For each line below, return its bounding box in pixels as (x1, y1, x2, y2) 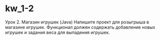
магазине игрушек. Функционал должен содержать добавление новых (5, 24, 156, 30)
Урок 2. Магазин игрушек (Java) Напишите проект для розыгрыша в (5, 19, 149, 25)
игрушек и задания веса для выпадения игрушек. (5, 29, 110, 35)
